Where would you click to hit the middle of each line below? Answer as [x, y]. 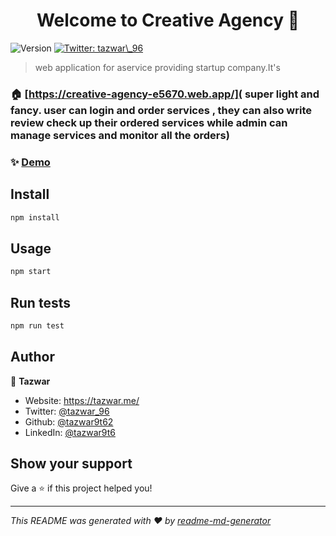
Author [32, 357]
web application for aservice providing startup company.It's [157, 67]
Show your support [71, 464]
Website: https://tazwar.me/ [82, 400]
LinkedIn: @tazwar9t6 [70, 432]
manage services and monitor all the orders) [120, 135]
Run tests [40, 302]
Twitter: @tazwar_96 [67, 411]
